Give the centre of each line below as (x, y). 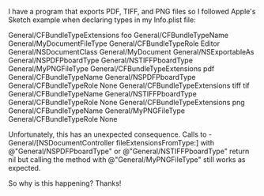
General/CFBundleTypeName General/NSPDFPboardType (102, 77)
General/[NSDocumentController (61, 143)
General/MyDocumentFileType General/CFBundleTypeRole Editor (114, 43)
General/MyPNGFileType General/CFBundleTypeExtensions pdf (111, 69)
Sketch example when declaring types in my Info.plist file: (102, 20)
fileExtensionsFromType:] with (165, 143)
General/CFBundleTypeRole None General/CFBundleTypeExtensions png (126, 102)
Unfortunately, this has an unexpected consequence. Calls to (107, 134)
